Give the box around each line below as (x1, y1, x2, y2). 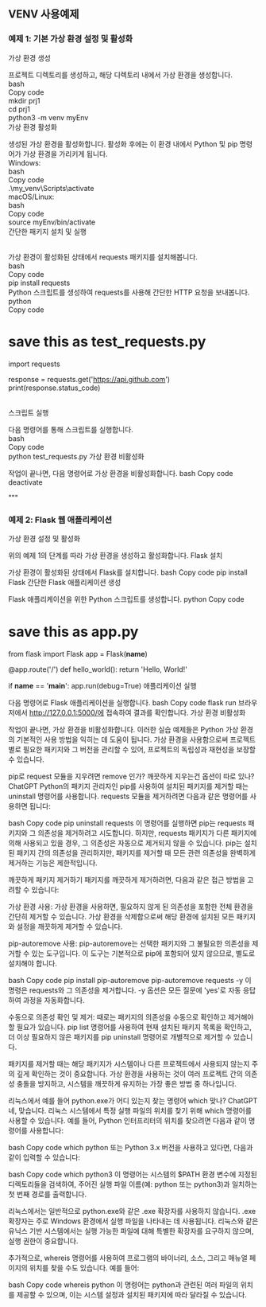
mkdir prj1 (8, 96, 40, 105)
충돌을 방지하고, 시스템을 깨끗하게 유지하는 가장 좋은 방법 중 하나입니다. (16, 1079, 237, 1088)
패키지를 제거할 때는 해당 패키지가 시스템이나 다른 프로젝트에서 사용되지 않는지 (8, 1059, 250, 1068)
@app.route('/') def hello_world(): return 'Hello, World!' (8, 664, 188, 674)
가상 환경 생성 (8, 53, 52, 62)
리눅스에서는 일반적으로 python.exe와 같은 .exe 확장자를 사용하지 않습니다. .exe (8, 1206, 256, 1215)
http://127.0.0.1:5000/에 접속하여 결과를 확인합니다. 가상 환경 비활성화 (29, 708, 246, 717)
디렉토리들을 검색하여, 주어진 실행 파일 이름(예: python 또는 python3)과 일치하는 (8, 1179, 258, 1188)
